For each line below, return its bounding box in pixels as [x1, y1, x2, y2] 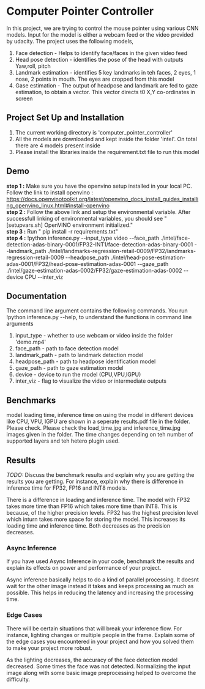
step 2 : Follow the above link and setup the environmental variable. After [6, 208, 191, 215]
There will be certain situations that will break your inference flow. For [6, 625, 182, 632]
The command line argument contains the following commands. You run [6, 307, 188, 314]
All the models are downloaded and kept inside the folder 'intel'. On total [15, 135, 198, 142]
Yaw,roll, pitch [15, 62, 51, 70]
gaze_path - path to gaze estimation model [15, 364, 124, 372]
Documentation [6, 290, 67, 301]
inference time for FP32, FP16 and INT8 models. [6, 484, 127, 492]
